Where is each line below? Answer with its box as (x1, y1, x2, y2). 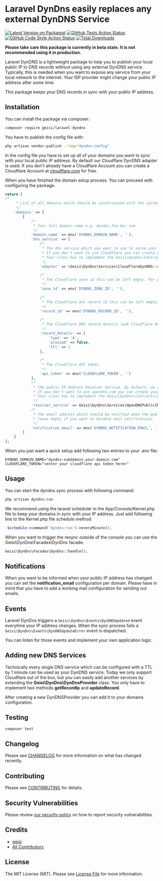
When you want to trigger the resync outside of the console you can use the (5, 534, 158, 540)
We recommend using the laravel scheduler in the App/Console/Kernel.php (5, 506, 155, 511)
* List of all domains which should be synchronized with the (16, 201, 145, 206)
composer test (5, 726, 34, 731)
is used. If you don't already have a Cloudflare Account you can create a (5, 163, 150, 169)
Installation (5, 103, 40, 111)
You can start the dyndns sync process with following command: (5, 487, 135, 493)
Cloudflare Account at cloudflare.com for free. (5, 168, 98, 173)
